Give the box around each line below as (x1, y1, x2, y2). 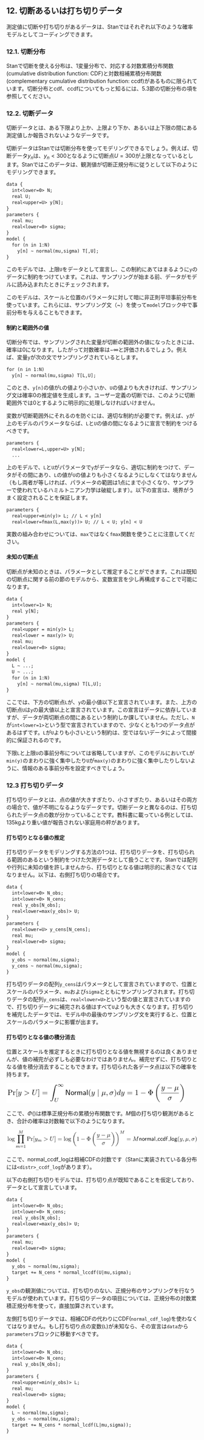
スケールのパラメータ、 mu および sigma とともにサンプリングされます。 (6, 988, 179, 996)
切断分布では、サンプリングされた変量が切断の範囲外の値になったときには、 (6, 339, 198, 346)
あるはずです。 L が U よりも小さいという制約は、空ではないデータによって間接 (6, 728, 197, 736)
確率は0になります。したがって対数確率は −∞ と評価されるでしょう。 (6, 346, 177, 353)
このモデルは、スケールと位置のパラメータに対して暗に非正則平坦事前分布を (6, 294, 198, 301)
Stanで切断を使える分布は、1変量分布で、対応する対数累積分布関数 (6, 63, 174, 70)
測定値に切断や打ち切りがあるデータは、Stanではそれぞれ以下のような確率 (6, 23, 193, 30)
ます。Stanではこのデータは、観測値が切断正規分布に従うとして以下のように (6, 161, 198, 168)
